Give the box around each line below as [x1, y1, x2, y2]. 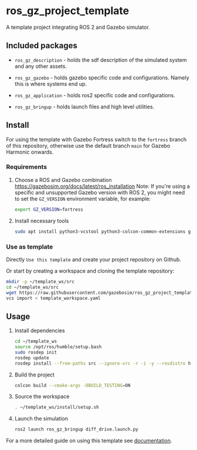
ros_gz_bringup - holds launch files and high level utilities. [14, 103, 154, 110]
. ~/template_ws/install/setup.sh [14, 405, 99, 411]
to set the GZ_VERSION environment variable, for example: [14, 195, 151, 202]
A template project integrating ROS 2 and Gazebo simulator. [6, 24, 151, 31]
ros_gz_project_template [6, 4, 130, 18]
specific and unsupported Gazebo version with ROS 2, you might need [14, 188, 185, 196]
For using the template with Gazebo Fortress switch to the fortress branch [6, 135, 187, 143]
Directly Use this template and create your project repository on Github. [6, 256, 182, 263]
